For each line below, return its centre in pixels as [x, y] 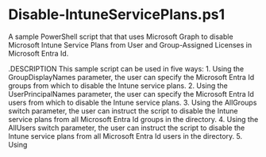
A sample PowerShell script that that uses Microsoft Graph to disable [121, 36]
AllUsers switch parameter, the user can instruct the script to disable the [127, 128]
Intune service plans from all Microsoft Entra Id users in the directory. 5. [125, 136]
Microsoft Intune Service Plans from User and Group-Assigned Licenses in [130, 44]
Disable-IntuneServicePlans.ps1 [117, 15]
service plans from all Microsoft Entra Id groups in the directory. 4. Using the [133, 119]
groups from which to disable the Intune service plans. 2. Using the [118, 86]
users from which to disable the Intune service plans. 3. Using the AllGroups [133, 102]
